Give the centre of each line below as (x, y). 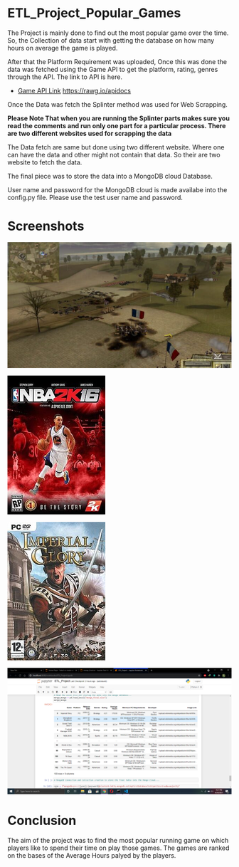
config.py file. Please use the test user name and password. (95, 197)
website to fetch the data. (45, 162)
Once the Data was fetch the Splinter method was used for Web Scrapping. (117, 104)
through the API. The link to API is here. (65, 77)
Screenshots (46, 226)
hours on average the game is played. (63, 48)
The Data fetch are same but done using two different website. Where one (116, 147)
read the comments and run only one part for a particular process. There (117, 125)
